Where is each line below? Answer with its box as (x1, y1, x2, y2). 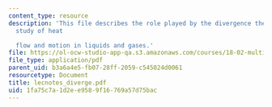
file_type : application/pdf (8, 56, 104, 64)
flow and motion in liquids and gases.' (15, 41, 154, 49)
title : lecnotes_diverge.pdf (8, 78, 107, 87)
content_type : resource (8, 11, 89, 20)
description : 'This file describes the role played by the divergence (8, 19, 252, 27)
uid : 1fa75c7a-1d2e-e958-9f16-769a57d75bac (8, 86, 158, 94)
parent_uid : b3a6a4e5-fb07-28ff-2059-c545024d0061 (8, 64, 183, 72)
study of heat (15, 27, 63, 35)
